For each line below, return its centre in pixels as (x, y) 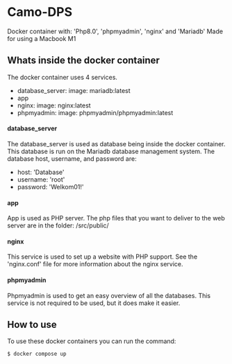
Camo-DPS (40, 12)
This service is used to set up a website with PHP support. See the (102, 257)
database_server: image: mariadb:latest (74, 90)
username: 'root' (41, 179)
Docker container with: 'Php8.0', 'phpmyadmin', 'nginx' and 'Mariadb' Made (115, 31)
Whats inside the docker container (83, 61)
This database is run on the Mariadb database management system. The (111, 151)
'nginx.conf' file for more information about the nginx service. (95, 264)
